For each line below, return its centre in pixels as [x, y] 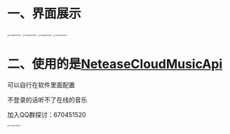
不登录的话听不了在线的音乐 [47, 100]
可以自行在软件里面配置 [41, 85]
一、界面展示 [45, 14]
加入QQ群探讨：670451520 [47, 114]
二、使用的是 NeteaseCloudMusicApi [115, 64]
